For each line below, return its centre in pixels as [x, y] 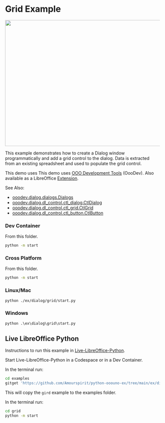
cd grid [13, 411]
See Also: [15, 187]
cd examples [17, 379]
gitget [12, 383]
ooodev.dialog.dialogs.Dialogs [43, 197]
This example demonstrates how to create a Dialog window [65, 153]
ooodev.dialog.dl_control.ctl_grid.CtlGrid [53, 208]
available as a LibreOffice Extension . [42, 178]
